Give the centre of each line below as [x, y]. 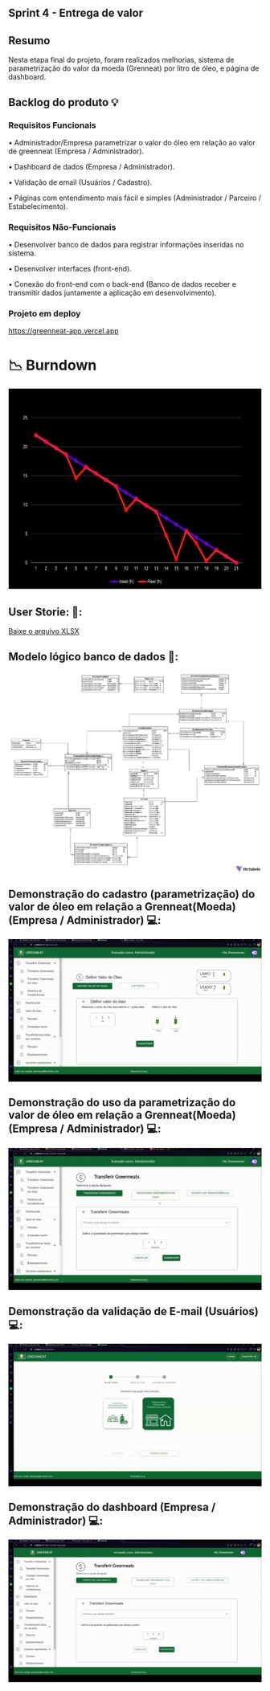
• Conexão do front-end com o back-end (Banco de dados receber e [123, 284]
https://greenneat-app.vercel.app [63, 331]
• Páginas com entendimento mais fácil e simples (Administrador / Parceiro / [135, 198]
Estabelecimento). [38, 206]
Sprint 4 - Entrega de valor [76, 13]
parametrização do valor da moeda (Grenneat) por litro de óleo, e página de [134, 68]
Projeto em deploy [45, 314]
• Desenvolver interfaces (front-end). [70, 269]
